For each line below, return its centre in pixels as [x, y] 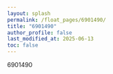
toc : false [23, 45]
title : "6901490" [32, 26]
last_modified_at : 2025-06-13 [51, 39]
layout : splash [29, 13]
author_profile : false [40, 33]
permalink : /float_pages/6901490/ [57, 20]
